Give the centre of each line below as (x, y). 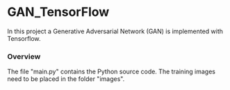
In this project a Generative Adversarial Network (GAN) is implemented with (115, 31)
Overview (24, 56)
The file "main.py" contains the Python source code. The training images (111, 72)
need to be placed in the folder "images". (66, 79)
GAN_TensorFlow (58, 12)
